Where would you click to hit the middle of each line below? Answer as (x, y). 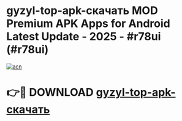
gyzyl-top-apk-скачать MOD (82, 11)
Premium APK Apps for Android (88, 24)
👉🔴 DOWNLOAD (50, 93)
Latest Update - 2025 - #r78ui (84, 37)
